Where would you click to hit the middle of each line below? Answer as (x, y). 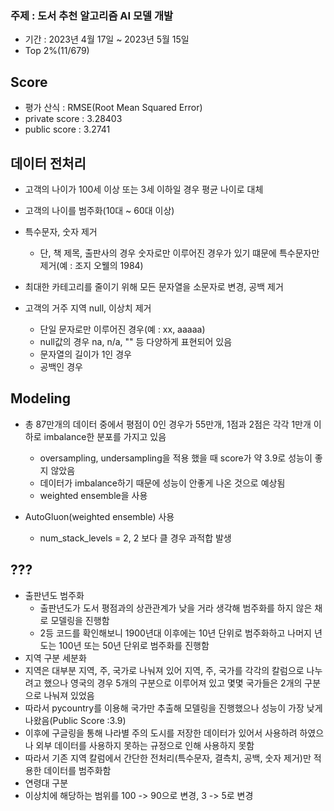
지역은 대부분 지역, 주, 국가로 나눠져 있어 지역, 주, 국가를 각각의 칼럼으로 (164, 670)
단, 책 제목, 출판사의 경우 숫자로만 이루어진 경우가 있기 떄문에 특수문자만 (179, 253)
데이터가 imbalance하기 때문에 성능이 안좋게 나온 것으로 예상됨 (162, 483)
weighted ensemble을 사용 (93, 495)
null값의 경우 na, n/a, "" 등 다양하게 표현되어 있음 (136, 341)
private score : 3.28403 (73, 119)
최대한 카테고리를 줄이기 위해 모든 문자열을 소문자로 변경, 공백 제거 (154, 286)
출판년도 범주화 (54, 595)
